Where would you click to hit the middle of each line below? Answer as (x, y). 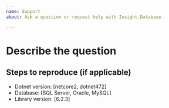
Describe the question (61, 51)
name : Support (23, 11)
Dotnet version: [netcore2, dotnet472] (60, 86)
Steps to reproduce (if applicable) (69, 73)
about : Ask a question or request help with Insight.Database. (85, 17)
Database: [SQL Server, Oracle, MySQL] (63, 93)
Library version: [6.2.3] (42, 99)
